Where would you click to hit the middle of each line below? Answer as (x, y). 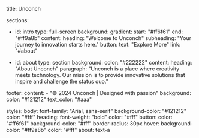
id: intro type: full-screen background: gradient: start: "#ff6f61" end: (99, 32)
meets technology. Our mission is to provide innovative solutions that (100, 75)
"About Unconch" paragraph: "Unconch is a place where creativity (97, 69)
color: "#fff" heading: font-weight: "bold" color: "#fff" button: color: (89, 117)
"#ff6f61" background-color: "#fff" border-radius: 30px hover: (83, 124)
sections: (17, 20)
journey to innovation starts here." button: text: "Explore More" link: (98, 45)
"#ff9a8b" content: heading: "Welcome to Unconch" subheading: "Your (103, 38)
